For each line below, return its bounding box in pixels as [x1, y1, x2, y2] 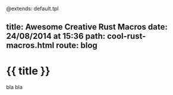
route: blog [55, 41, 98, 51]
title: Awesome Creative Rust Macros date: [6, 22, 168, 32]
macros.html [6, 41, 55, 51]
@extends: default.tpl [6, 5, 59, 12]
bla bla [6, 84, 23, 91]
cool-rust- [106, 31, 146, 41]
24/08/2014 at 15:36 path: [6, 31, 106, 41]
